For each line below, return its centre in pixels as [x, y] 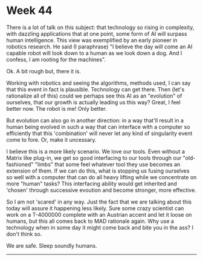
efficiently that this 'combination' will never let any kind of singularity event [99, 133]
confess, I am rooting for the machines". [56, 59]
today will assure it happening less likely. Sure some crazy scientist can [95, 208]
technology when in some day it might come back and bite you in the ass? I [100, 227]
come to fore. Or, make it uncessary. [51, 139]
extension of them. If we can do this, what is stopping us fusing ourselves [98, 171]
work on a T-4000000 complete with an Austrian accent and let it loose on [99, 214]
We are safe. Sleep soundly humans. [52, 245]
